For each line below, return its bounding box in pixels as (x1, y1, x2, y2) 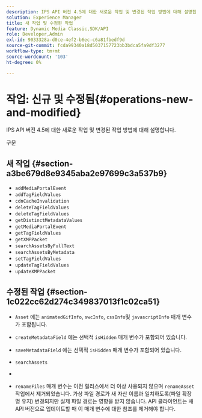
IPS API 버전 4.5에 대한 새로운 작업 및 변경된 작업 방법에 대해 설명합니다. (6, 126, 176, 133)
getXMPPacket (14, 236, 48, 243)
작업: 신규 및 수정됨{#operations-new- (6, 92, 194, 106)
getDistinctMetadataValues (14, 218, 83, 224)
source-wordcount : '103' (6, 54, 69, 60)
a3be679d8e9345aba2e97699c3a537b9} (6, 168, 167, 179)
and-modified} (6, 106, 81, 119)
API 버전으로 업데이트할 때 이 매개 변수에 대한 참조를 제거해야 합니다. (14, 405, 176, 413)
